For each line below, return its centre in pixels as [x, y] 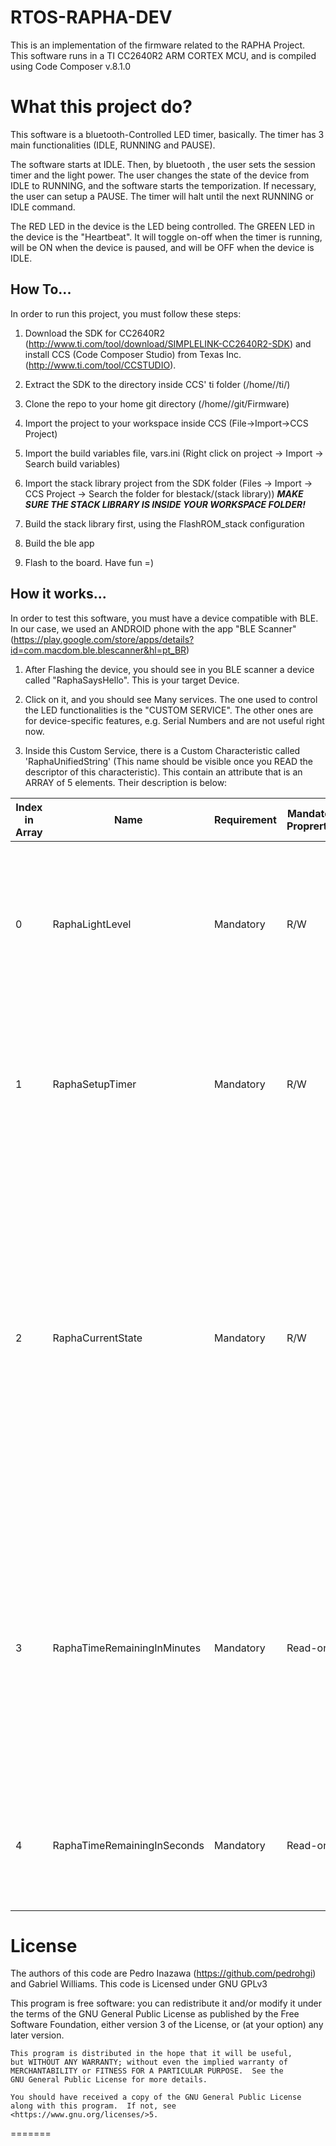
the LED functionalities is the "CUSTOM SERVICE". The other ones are [169, 710]
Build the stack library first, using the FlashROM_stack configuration [164, 523]
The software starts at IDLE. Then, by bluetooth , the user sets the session [163, 164]
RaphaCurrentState [97, 1338]
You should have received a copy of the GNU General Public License [156, 2097]
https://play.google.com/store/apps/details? [104, 639]
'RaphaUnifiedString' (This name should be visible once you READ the [169, 761]
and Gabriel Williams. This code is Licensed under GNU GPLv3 [139, 1984]
